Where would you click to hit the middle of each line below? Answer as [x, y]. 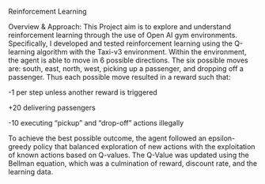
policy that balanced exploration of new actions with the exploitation [144, 146]
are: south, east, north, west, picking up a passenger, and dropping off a [126, 69]
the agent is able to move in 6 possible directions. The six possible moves [128, 60]
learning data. [31, 172]
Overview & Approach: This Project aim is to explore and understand [120, 26]
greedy [20, 146]
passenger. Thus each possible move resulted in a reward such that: [119, 77]
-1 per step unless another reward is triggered [83, 92]
